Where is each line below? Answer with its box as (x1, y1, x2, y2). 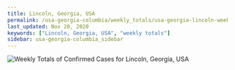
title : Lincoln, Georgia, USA (7, 10, 96, 17)
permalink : (7, 17, 39, 24)
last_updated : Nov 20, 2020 (7, 23, 90, 30)
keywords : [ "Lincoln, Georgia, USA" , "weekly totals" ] (7, 29, 171, 37)
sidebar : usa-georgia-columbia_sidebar (7, 36, 124, 43)
